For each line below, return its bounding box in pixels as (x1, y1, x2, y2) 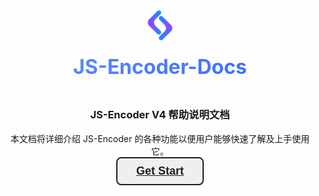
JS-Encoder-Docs (73, 54, 247, 79)
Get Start (135, 164, 185, 178)
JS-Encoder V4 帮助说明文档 (90, 108, 230, 122)
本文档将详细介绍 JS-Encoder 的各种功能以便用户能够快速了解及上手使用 (10, 132, 310, 144)
